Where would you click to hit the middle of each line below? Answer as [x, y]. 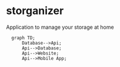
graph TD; [23, 38]
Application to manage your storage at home [60, 27]
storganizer [35, 11]
